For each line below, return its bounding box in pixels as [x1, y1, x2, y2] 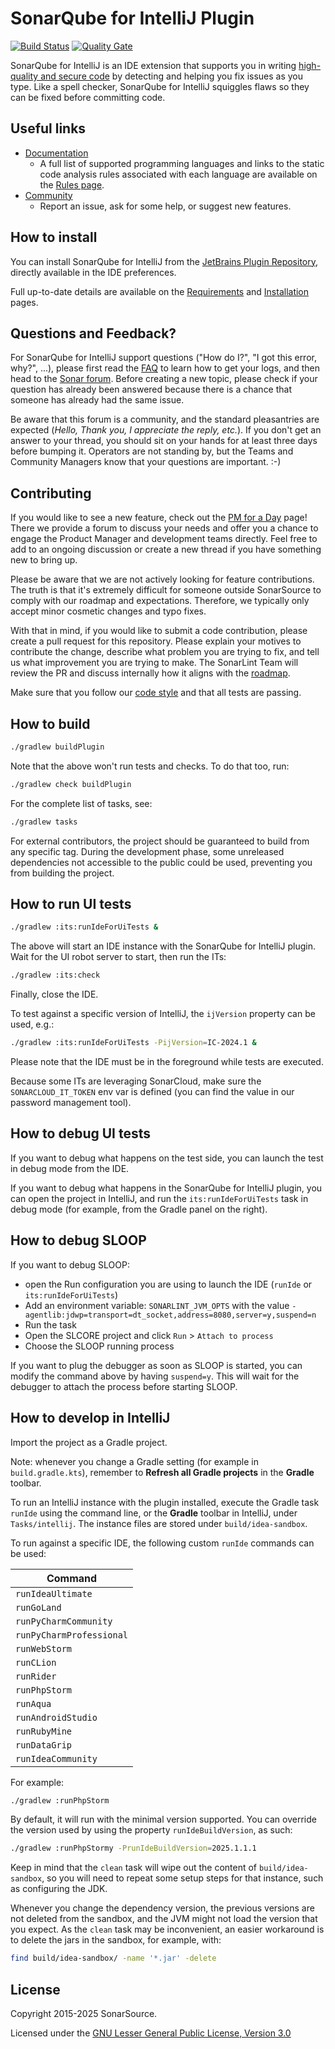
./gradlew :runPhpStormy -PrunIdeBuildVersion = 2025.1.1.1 [10, 1843, 257, 1854]
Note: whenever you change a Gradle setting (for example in [10, 1455, 259, 1467]
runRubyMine [15, 1725, 73, 1737]
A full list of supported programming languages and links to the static [39, 157, 325, 169]
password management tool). [10, 1097, 132, 1109]
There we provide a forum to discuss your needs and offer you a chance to [10, 522, 319, 534]
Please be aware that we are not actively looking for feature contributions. [10, 573, 315, 586]
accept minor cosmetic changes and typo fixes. [10, 605, 207, 617]
